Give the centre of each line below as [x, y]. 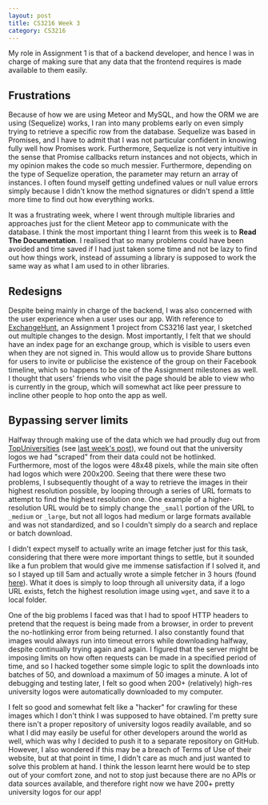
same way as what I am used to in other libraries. [89, 266]
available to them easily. [48, 70]
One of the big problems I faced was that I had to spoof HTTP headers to [128, 615]
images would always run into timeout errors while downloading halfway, [128, 640]
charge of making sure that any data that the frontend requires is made [125, 62]
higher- [221, 499]
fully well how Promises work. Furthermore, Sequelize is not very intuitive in [133, 149]
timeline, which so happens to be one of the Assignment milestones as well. [133, 370]
